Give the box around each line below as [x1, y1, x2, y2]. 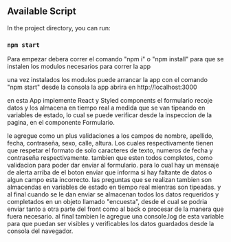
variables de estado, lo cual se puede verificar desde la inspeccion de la [7, 111, 212, 119]
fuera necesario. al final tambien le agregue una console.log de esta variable [7, 212, 224, 221]
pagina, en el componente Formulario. [7, 119, 115, 127]
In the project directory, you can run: [7, 23, 111, 32]
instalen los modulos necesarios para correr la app [7, 62, 151, 71]
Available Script [7, 6, 77, 17]
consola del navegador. [7, 227, 74, 235]
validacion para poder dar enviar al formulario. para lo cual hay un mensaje [7, 161, 219, 170]
